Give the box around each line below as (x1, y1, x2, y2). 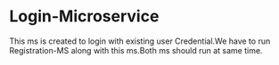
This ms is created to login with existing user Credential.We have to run (9, 36, 271, 46)
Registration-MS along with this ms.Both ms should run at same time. (9, 45, 263, 55)
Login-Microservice (9, 6, 160, 27)
